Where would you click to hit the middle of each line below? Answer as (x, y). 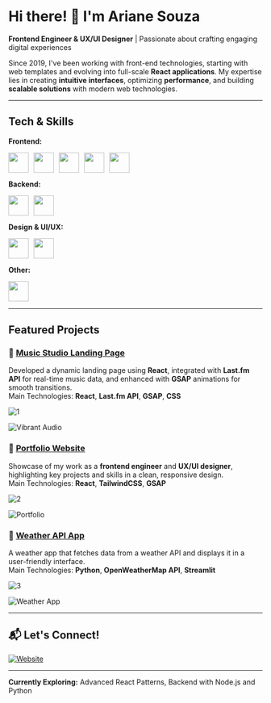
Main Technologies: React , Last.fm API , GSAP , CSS (95, 396)
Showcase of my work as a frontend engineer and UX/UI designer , (121, 466)
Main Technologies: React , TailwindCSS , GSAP (88, 483)
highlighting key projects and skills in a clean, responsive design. (116, 475)
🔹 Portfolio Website (47, 449)
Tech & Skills (41, 121)
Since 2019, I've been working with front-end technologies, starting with (128, 63)
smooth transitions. (40, 387)
